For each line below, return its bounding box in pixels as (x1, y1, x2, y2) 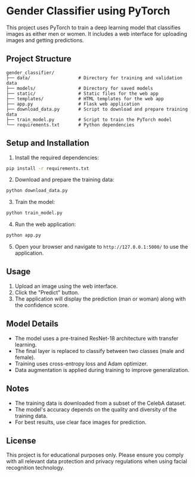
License (6, 435, 36, 445)
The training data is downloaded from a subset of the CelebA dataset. (14, 399, 186, 407)
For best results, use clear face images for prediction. (14, 419, 147, 426)
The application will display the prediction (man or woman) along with (14, 295, 186, 302)
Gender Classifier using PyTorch (6, 4, 171, 18)
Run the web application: (14, 221, 76, 228)
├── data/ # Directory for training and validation (6, 75, 183, 81)
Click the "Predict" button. (14, 289, 79, 296)
